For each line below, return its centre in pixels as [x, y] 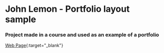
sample [21, 19]
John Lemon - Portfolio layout [67, 9]
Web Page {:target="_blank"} [34, 46]
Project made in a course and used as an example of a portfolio [82, 35]
